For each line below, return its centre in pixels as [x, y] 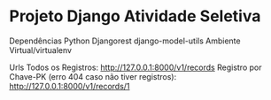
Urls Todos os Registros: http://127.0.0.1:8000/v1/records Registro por [135, 67]
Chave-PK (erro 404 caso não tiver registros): [93, 76]
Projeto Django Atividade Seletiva [135, 16]
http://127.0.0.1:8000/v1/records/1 [70, 86]
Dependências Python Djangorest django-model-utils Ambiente [125, 41]
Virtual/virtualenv [41, 50]
